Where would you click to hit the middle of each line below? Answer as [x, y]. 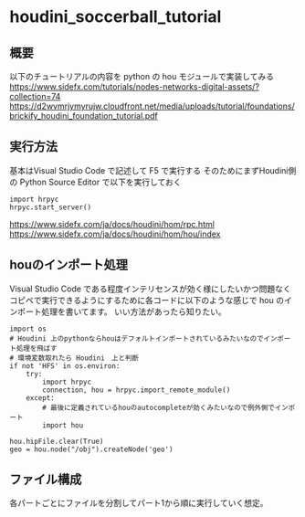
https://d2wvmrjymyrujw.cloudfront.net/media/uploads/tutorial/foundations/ [152, 106]
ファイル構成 [46, 480]
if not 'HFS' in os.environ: [65, 366]
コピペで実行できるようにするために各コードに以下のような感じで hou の [147, 300]
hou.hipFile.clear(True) [57, 441]
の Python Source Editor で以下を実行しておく [95, 182]
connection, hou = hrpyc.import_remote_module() [137, 390]
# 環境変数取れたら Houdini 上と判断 [74, 358]
